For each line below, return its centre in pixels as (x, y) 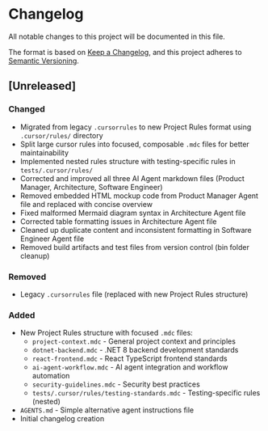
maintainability (44, 152)
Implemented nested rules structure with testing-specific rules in (128, 161)
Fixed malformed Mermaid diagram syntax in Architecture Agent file (133, 213)
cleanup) (35, 256)
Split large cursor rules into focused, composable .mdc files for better (135, 144)
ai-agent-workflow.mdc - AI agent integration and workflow (130, 367)
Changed (27, 109)
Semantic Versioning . (44, 61)
